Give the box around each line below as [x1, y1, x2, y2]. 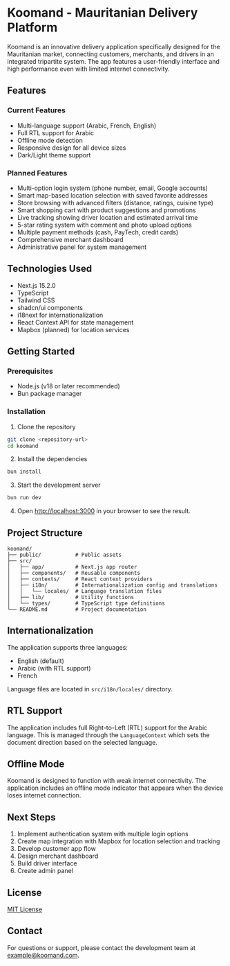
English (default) [17, 657, 64, 665]
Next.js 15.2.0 [17, 281, 57, 289]
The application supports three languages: [7, 643, 128, 651]
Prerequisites [7, 366, 53, 376]
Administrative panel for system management [17, 243, 147, 251]
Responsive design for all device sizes [17, 144, 126, 152]
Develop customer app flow [17, 845, 97, 853]
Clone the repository [17, 422, 76, 431]
